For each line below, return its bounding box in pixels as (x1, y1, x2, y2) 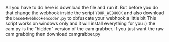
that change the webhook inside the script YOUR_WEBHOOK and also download (5, 10, 164, 16)
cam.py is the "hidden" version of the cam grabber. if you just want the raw (5, 26, 164, 32)
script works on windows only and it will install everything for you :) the (5, 20, 155, 26)
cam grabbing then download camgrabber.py (5, 31, 101, 37)
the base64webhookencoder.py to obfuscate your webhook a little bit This (5, 15, 156, 21)
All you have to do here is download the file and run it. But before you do (5, 5, 158, 10)
